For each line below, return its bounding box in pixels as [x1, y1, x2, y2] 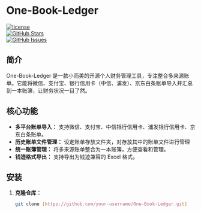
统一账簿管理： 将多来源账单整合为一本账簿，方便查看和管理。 [14, 145, 169, 153]
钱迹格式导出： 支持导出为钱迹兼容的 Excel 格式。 [14, 153, 138, 160]
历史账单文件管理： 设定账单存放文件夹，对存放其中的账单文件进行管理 [14, 138, 190, 145]
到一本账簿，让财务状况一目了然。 [6, 87, 91, 94]
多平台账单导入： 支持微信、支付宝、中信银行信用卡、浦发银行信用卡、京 [14, 123, 196, 130]
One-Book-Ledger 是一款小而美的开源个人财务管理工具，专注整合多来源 [6, 72, 184, 79]
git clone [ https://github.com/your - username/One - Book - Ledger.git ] [14, 201, 188, 207]
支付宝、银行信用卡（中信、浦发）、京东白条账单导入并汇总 [47, 79, 193, 87]
